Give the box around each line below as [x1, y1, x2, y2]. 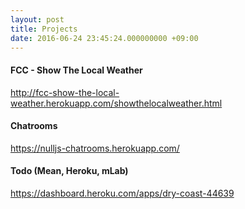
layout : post [10, 14, 65, 25]
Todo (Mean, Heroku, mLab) [10, 165, 129, 177]
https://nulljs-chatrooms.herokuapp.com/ [10, 142, 180, 154]
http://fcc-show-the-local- [10, 86, 120, 98]
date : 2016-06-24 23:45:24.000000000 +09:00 [10, 33, 199, 43]
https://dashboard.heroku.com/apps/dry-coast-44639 [10, 187, 235, 199]
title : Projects [10, 24, 78, 34]
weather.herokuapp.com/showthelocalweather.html [10, 97, 223, 109]
